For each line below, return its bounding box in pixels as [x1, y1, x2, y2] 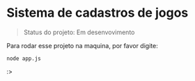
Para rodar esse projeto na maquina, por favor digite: [6, 41, 158, 50]
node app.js [6, 54, 41, 62]
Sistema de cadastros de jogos [6, 5, 189, 21]
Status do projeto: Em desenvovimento [23, 28, 135, 36]
